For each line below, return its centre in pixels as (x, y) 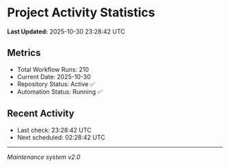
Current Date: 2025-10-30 (54, 76)
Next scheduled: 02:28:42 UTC (61, 137)
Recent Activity (41, 114)
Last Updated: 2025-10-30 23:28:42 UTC (66, 31)
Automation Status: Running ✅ (60, 92)
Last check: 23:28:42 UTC (54, 130)
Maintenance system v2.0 (44, 157)
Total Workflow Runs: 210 (53, 69)
